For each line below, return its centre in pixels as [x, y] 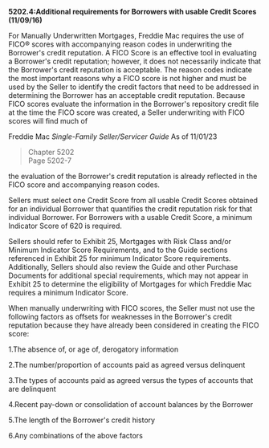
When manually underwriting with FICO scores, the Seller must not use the [132, 308]
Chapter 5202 [51, 152]
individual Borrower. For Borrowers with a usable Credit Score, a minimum [130, 217]
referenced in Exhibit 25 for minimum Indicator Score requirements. [120, 259]
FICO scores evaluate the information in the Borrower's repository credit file [134, 104]
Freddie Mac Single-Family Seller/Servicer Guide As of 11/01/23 [113, 136]
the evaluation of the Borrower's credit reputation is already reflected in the [133, 176]
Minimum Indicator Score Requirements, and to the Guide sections [118, 250]
